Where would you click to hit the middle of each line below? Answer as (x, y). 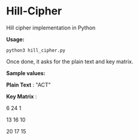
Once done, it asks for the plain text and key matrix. (70, 61)
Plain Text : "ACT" (28, 85)
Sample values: (26, 73)
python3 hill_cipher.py (36, 50)
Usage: (16, 39)
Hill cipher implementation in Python (51, 28)
